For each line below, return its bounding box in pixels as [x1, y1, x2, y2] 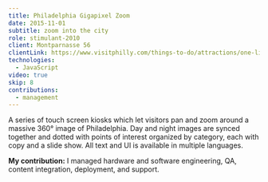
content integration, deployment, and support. [8, 164, 160, 174]
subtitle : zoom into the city [8, 26, 109, 34]
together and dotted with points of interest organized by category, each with [8, 133, 259, 142]
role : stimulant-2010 [8, 34, 81, 42]
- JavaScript [15, 64, 59, 72]
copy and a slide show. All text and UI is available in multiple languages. [8, 140, 243, 150]
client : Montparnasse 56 [8, 42, 91, 49]
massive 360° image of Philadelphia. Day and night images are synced [8, 124, 241, 133]
